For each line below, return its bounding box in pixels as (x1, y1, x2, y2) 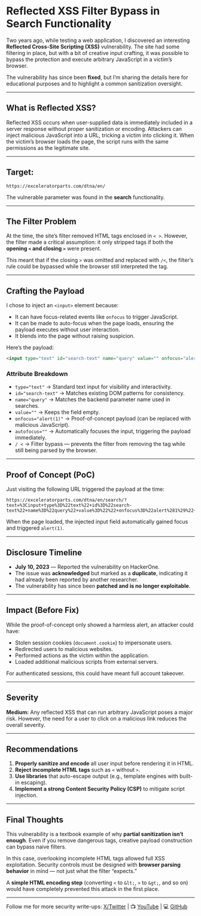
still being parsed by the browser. (14, 447, 98, 454)
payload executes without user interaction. (14, 326, 120, 333)
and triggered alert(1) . (6, 524, 65, 532)
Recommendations (6, 744, 78, 754)
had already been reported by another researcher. (14, 576, 139, 583)
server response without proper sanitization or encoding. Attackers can (6, 125, 182, 132)
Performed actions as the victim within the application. (14, 652, 150, 659)
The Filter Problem (6, 216, 77, 227)
